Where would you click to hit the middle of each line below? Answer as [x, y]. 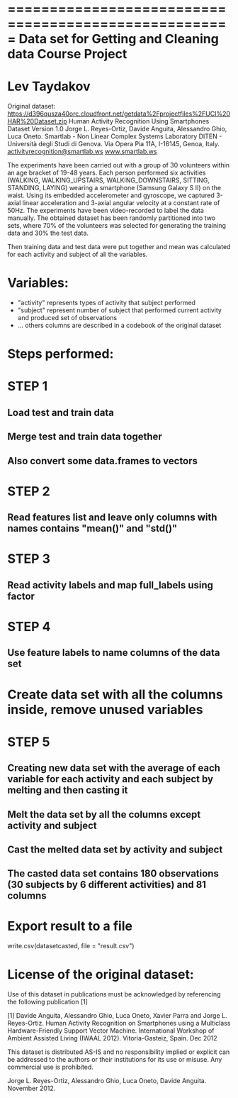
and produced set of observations [67, 318]
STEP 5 [29, 742]
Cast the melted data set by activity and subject [115, 849]
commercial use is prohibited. [51, 1067]
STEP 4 [29, 626]
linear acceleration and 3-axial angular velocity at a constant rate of [121, 203]
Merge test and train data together [85, 437]
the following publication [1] [48, 1002]
